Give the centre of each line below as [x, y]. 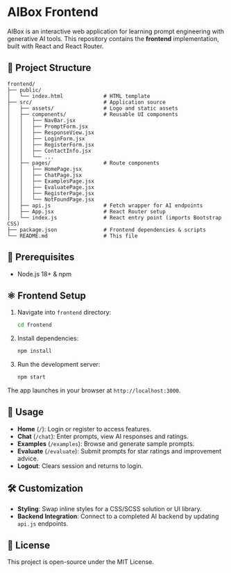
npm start [32, 377]
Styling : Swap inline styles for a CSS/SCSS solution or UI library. [110, 508]
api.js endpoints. [43, 523]
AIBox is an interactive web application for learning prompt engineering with [115, 31]
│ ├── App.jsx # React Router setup [87, 211]
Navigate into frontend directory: [64, 313]
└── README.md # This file [72, 236]
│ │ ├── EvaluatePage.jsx [51, 187]
